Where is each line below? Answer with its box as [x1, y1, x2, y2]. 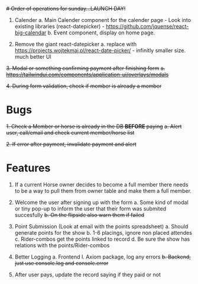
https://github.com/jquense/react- [105, 23, 189, 30]
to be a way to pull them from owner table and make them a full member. [14, 187, 192, 194]
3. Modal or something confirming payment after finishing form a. [6, 65, 165, 72]
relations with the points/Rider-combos [14, 241, 110, 248]
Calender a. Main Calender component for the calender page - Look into [14, 17, 191, 23]
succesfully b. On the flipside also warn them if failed [14, 211, 145, 218]
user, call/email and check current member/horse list [6, 129, 135, 136]
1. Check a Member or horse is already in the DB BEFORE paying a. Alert [6, 123, 182, 130]
